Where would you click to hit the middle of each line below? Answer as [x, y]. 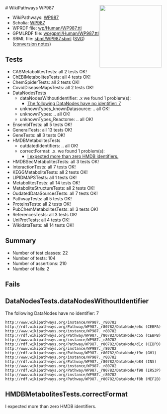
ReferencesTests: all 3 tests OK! [45, 214]
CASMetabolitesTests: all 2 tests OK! [49, 71]
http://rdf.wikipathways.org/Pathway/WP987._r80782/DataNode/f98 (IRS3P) [83, 370]
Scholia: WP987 [29, 23]
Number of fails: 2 [31, 269]
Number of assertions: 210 [40, 263]
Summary [21, 241]
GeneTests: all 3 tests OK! [39, 135]
